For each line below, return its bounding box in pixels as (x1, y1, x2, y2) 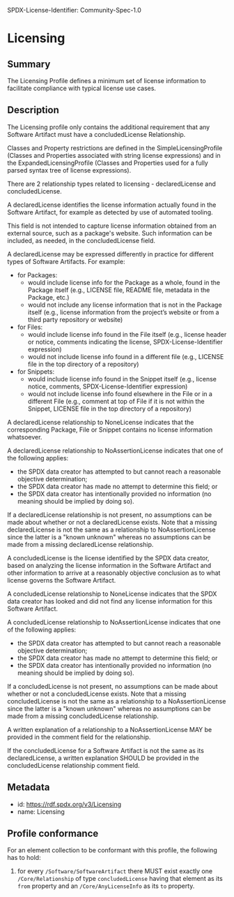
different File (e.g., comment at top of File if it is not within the (27, 397, 205, 405)
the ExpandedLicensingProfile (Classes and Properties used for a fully (7, 159, 209, 167)
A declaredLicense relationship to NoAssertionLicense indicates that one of (7, 446, 224, 455)
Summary (7, 58, 51, 70)
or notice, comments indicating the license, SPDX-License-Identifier (27, 337, 223, 346)
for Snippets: (17, 367, 54, 376)
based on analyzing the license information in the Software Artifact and (7, 561, 212, 569)
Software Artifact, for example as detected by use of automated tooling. (7, 207, 214, 216)
